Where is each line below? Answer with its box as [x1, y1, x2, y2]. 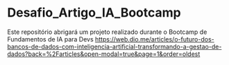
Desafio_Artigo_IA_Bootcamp [7, 5, 182, 21]
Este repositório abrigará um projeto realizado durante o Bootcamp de [7, 28, 207, 36]
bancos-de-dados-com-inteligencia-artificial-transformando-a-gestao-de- [7, 42, 222, 50]
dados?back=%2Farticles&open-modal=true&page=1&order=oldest [7, 50, 201, 58]
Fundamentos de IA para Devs [7, 35, 94, 43]
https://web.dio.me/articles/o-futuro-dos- [94, 35, 214, 43]
